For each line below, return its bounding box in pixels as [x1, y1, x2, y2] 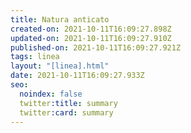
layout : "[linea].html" [10, 61, 110, 71]
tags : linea [10, 52, 60, 62]
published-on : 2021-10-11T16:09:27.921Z [10, 42, 182, 53]
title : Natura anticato [10, 14, 110, 25]
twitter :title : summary [19, 98, 118, 108]
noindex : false [19, 89, 83, 99]
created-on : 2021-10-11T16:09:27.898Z [10, 24, 172, 34]
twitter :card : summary [19, 107, 114, 118]
